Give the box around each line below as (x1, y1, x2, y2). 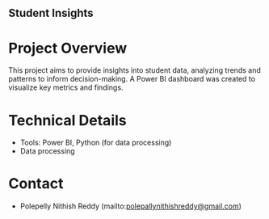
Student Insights (8, 6, 95, 20)
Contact (8, 175, 64, 193)
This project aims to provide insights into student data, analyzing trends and (8, 65, 261, 75)
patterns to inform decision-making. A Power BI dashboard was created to (8, 74, 256, 84)
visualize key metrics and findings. (8, 82, 124, 92)
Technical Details (8, 111, 127, 129)
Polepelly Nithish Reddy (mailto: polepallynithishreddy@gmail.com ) (19, 201, 242, 211)
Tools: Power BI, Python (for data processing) (19, 137, 172, 148)
